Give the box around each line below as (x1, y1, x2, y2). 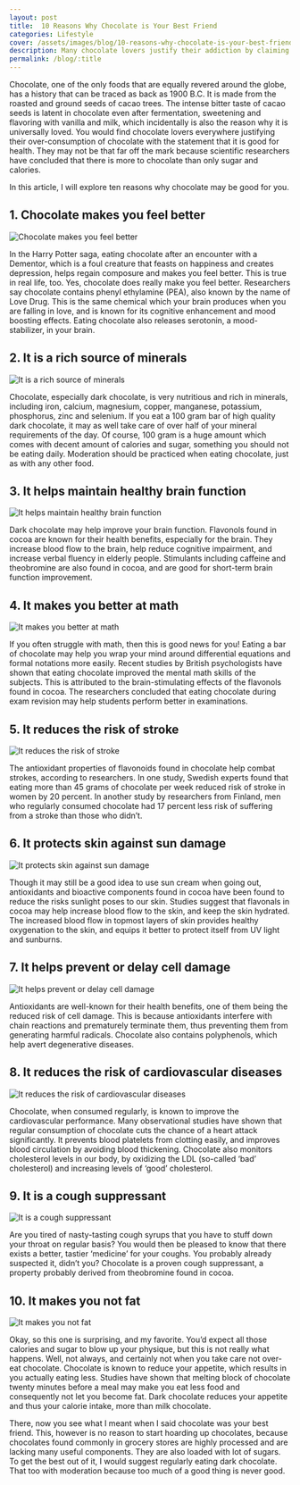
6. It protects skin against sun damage (9, 836, 226, 851)
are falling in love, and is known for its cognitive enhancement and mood (9, 305, 277, 316)
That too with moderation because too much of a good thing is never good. (9, 1465, 286, 1476)
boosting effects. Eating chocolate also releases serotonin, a (9, 314, 232, 326)
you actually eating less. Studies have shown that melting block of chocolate (9, 1372, 291, 1383)
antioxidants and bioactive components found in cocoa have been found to (9, 886, 285, 897)
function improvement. (9, 572, 93, 583)
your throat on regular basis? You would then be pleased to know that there (9, 1239, 287, 1250)
